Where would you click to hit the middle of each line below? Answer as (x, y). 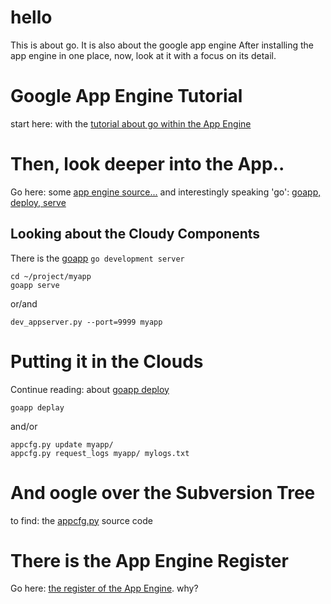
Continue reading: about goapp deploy (90, 389)
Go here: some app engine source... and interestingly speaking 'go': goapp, (166, 192)
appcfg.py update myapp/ (62, 444)
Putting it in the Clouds (107, 361)
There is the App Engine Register (149, 560)
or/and (24, 303)
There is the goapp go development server (97, 258)
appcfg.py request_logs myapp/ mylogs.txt (100, 453)
